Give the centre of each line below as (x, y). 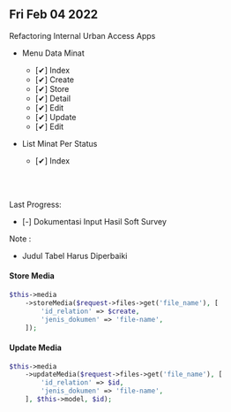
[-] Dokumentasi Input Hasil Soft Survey (94, 221)
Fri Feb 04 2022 (54, 15)
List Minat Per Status (60, 143)
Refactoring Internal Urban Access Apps (82, 35)
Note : (20, 239)
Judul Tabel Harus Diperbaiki (75, 256)
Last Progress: (35, 204)
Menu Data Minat (53, 53)
